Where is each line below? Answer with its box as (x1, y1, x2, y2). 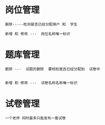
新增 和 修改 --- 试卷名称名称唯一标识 (5, 80, 78, 85)
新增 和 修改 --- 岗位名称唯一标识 (5, 31, 70, 36)
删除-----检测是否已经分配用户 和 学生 (5, 22, 78, 27)
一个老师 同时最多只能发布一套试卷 (5, 116, 66, 121)
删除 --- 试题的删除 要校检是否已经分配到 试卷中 (5, 67, 101, 72)
